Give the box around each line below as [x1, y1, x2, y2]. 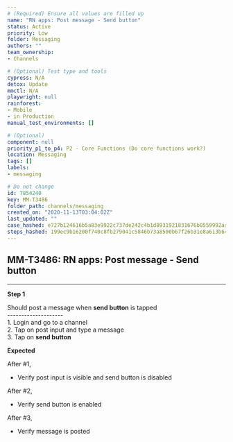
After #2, [7, 386, 33, 395]
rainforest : [7, 100, 42, 108]
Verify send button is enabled [17, 400, 102, 408]
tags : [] [7, 158, 33, 165]
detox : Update [7, 80, 49, 87]
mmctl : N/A [7, 87, 39, 94]
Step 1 [7, 289, 26, 298]
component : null [7, 138, 54, 146]
